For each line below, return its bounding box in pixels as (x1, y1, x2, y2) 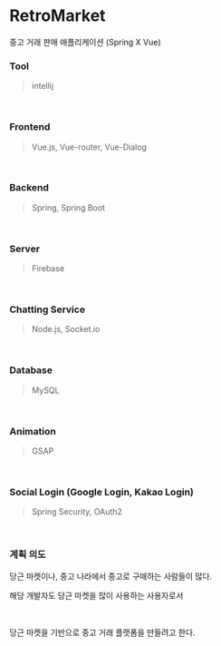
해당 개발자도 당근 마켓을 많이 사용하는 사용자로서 (9, 590, 184, 601)
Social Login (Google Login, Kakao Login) (9, 485, 195, 498)
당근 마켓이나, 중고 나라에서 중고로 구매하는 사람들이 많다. (9, 571, 213, 582)
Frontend (9, 121, 51, 133)
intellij (31, 81, 54, 92)
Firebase (31, 263, 65, 274)
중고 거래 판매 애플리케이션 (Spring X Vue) (9, 36, 161, 47)
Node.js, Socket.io (31, 324, 101, 335)
